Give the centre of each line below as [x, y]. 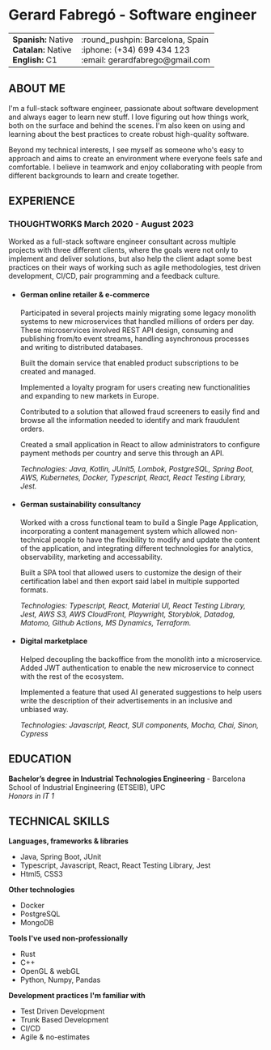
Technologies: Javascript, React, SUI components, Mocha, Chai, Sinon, [139, 725]
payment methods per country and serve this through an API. [122, 453]
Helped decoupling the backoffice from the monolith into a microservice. [141, 659]
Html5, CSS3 [41, 873]
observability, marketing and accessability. [91, 557]
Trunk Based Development [64, 1019]
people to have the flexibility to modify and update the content [156, 540]
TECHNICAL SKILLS [59, 821]
